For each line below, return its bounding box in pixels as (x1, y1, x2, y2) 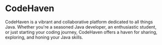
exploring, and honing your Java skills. (5, 34, 83, 40)
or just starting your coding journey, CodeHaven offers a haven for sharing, (5, 29, 158, 35)
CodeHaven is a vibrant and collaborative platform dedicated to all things (5, 19, 153, 25)
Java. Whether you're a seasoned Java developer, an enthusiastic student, (5, 24, 157, 30)
